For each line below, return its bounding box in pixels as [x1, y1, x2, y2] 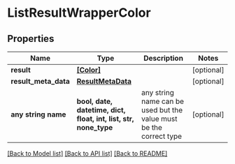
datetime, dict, [76, 105, 126, 114]
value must [141, 114, 178, 124]
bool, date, [76, 96, 113, 106]
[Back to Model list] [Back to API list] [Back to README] [7, 149, 168, 158]
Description [143, 54, 184, 63]
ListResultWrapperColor [7, 5, 152, 21]
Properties [7, 33, 55, 45]
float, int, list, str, [76, 114, 134, 124]
